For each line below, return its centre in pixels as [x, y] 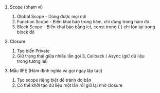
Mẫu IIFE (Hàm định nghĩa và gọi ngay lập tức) [56, 71]
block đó [26, 32]
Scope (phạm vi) [26, 7]
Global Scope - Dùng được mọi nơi [52, 16]
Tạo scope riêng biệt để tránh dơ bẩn [54, 80]
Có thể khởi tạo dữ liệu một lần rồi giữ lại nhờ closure [70, 85]
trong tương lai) [32, 61]
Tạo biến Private [33, 51]
